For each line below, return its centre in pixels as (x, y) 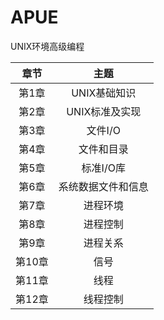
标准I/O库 (103, 168)
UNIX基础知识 (104, 93)
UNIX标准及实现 (104, 111)
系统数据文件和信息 (103, 186)
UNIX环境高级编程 (47, 46)
